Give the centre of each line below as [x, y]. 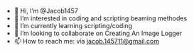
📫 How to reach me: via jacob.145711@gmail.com [87, 41]
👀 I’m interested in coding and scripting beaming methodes [101, 18]
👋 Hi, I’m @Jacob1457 [46, 11]
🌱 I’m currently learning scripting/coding [73, 26]
